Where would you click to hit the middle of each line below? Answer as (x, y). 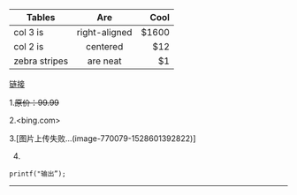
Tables (41, 17)
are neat (104, 61)
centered (104, 46)
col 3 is (29, 32)
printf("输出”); (38, 174)
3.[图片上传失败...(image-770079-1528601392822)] (103, 139)
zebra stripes (41, 61)
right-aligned (104, 32)
